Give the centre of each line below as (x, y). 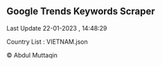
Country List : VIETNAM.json (47, 42)
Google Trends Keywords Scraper (81, 11)
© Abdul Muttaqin (32, 55)
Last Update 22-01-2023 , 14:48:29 (57, 28)
